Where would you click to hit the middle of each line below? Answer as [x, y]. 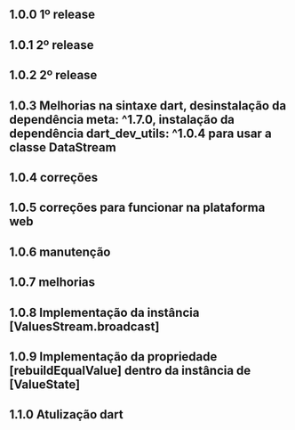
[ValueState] [45, 384]
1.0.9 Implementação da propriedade [113, 357]
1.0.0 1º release [52, 15]
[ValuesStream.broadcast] [84, 326]
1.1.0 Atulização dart [66, 414]
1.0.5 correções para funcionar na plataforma [137, 208]
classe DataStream [63, 147]
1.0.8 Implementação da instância [104, 312]
